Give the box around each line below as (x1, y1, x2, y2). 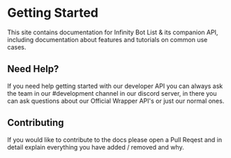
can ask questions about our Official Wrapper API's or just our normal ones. (7, 96, 225, 105)
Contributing (7, 117, 64, 129)
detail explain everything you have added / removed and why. (7, 143, 184, 151)
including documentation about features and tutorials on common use (7, 35, 208, 43)
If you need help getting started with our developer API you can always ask (7, 82, 223, 90)
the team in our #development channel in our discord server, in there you (7, 89, 218, 97)
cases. (7, 43, 27, 51)
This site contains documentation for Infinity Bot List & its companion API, (7, 28, 218, 36)
